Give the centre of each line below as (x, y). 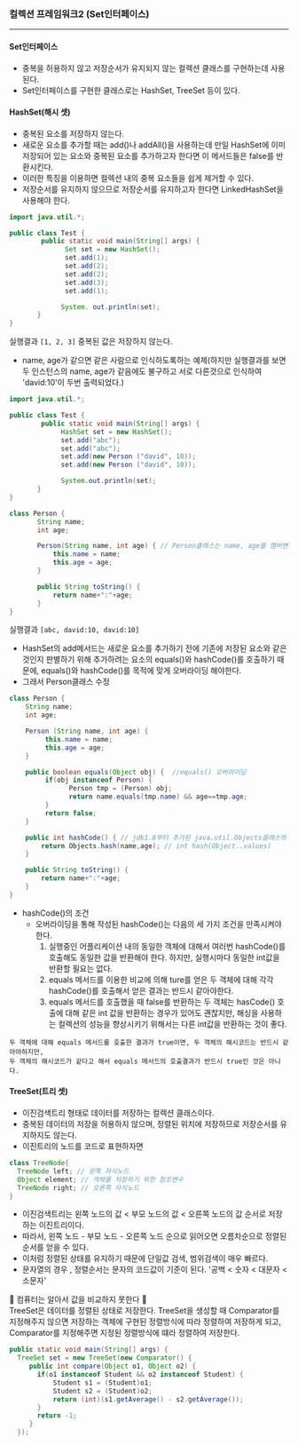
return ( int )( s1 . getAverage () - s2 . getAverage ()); (148, 1399)
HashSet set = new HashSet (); (117, 432)
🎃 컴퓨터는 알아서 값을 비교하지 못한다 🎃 (78, 1299)
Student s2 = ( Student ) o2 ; (102, 1391)
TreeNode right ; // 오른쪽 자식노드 (78, 1187)
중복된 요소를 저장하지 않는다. (73, 133)
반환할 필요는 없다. (81, 968)
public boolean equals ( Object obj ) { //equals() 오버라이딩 (136, 772)
